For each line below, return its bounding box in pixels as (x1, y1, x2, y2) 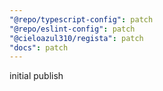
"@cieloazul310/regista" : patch (9, 33, 144, 43)
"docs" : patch (9, 42, 69, 53)
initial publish (9, 70, 64, 82)
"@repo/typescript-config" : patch (9, 14, 154, 25)
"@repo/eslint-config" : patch (9, 24, 136, 34)
